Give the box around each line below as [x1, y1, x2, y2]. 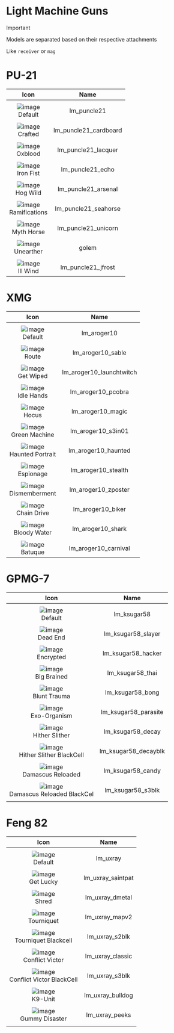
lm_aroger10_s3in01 [70, 426, 129, 435]
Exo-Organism [31, 712, 73, 720]
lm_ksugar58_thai [107, 668, 158, 677]
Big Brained [35, 672, 68, 681]
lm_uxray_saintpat [83, 873, 134, 882]
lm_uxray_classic [85, 952, 133, 960]
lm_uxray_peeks [86, 1010, 131, 1019]
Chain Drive [16, 509, 50, 517]
